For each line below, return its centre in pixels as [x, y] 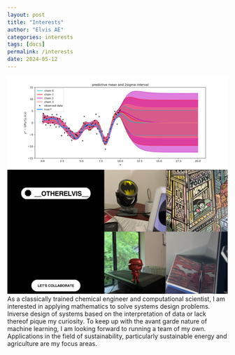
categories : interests [40, 37]
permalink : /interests [40, 52]
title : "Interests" [36, 22]
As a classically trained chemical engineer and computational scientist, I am [116, 299]
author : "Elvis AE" [36, 29]
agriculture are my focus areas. [52, 343]
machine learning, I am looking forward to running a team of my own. [107, 328]
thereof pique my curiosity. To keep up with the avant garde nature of [107, 321]
